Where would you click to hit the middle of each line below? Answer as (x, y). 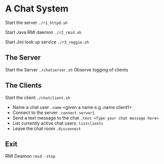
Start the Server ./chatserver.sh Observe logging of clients (67, 69)
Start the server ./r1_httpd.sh (36, 22)
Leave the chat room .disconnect (46, 128)
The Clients (23, 85)
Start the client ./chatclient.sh (38, 97)
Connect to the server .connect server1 (53, 112)
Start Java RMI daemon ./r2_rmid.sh (43, 32)
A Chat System (37, 9)
